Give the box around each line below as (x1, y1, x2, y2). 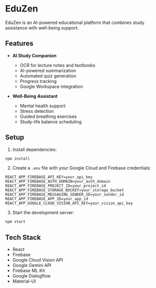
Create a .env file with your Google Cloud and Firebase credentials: (12, 165, 151, 171)
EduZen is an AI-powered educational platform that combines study (5, 19, 145, 25)
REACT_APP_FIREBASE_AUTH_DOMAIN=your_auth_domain (5, 179, 111, 184)
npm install (5, 156, 30, 161)
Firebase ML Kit (12, 268, 45, 274)
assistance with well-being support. (5, 24, 79, 30)
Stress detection (19, 108, 54, 114)
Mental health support (19, 103, 66, 109)
